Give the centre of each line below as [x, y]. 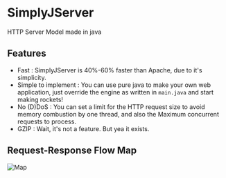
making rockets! [40, 99]
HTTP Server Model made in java [54, 32]
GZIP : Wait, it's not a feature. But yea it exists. [83, 128]
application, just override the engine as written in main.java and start [115, 92]
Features [27, 53]
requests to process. [46, 121]
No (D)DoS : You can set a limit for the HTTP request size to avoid [111, 107]
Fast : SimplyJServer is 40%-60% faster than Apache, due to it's [110, 70]
